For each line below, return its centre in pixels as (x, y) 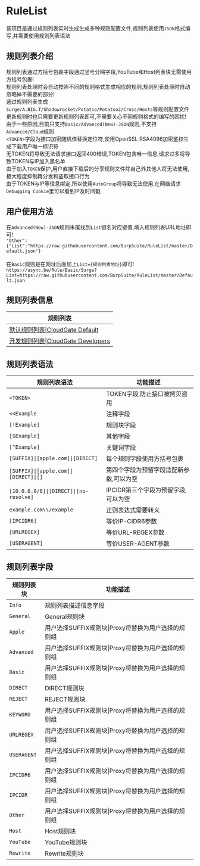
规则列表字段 (30, 567)
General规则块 (65, 617)
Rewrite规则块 (64, 853)
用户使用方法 (30, 212)
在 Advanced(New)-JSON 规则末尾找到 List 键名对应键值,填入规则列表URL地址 (96, 227)
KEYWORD (20, 714)
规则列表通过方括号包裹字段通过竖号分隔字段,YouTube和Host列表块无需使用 (99, 72)
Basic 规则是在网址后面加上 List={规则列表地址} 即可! (73, 264)
